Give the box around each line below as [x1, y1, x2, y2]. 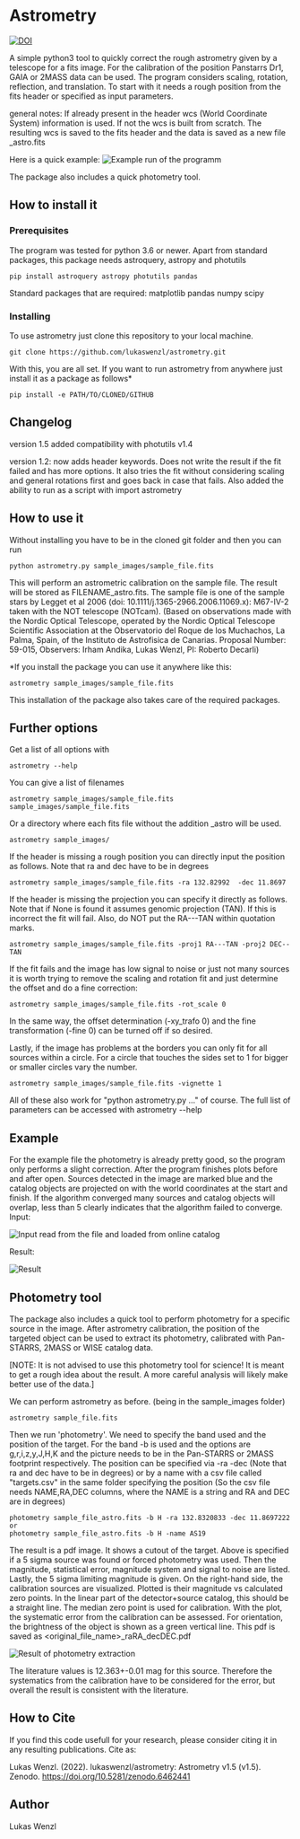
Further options [9, 720, 99, 735]
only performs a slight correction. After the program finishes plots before [9, 1164, 279, 1175]
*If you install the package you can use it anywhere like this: [9, 661, 232, 672]
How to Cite [9, 1711, 76, 1726]
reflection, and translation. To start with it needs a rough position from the [9, 81, 282, 92]
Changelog [9, 415, 73, 430]
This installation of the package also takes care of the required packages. [9, 694, 280, 705]
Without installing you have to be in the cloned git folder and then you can [9, 534, 282, 545]
